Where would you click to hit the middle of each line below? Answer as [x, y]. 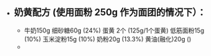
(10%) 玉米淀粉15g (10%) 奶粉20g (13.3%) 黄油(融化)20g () [108, 39]
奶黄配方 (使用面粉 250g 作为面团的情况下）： [110, 12]
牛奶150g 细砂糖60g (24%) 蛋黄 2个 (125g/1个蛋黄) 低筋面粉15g [114, 30]
